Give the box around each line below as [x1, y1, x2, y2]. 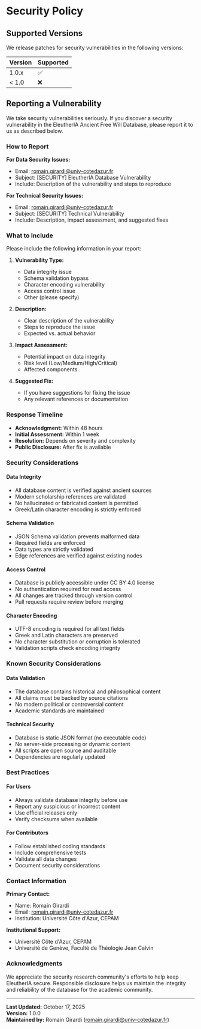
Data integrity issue [23, 269, 72, 276]
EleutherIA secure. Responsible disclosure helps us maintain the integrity [6, 979, 187, 986]
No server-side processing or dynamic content [14, 740, 130, 747]
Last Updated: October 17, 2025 [6, 1003, 86, 1010]
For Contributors [6, 829, 49, 836]
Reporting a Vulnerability [6, 99, 102, 109]
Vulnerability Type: [14, 256, 64, 264]
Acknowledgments [6, 959, 63, 968]
